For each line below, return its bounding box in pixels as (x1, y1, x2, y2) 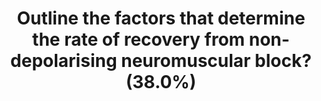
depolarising (10, 50, 118, 72)
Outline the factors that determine (16, 7, 306, 30)
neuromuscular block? (121, 50, 312, 72)
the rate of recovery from (32, 28, 246, 51)
